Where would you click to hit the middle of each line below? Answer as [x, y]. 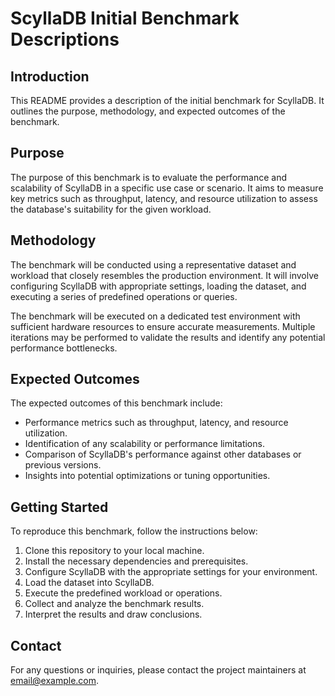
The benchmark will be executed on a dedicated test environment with [155, 316]
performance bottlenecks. [64, 348]
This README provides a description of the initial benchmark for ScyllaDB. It [167, 100]
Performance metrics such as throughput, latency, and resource [156, 423]
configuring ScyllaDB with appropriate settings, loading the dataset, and [158, 286]
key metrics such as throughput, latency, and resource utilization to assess [164, 198]
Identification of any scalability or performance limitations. [144, 444]
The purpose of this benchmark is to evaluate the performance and [148, 177]
